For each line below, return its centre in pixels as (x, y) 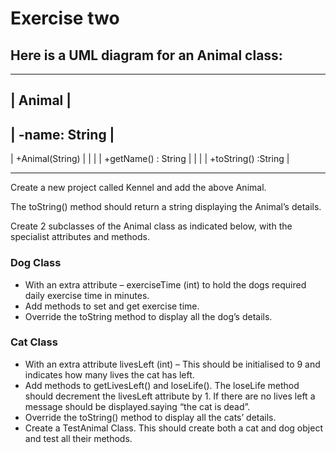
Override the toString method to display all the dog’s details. (148, 316)
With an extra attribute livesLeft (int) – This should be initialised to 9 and (172, 364)
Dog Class (36, 263)
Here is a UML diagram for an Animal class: (146, 55)
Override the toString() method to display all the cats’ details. (150, 417)
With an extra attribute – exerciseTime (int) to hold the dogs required (165, 284)
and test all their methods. (78, 438)
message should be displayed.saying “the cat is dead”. (137, 406)
